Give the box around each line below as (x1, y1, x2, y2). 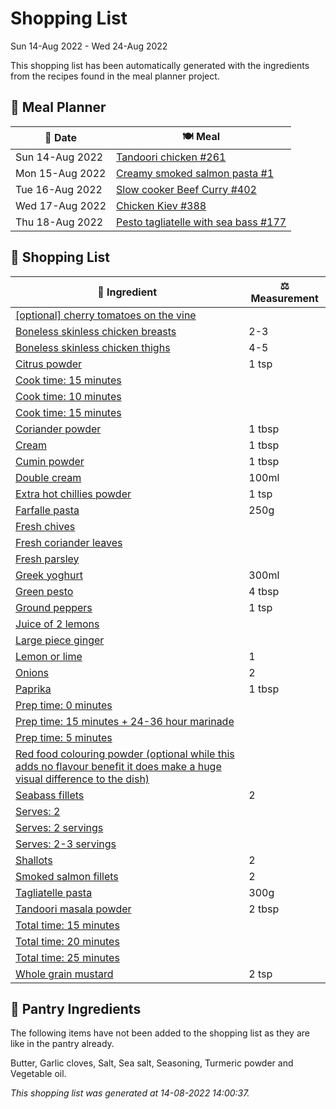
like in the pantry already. (10, 1038, 115, 1050)
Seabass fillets (15, 788, 85, 802)
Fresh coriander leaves (15, 535, 123, 549)
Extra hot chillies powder (15, 487, 132, 501)
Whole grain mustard (15, 967, 114, 981)
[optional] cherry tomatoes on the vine (15, 308, 197, 322)
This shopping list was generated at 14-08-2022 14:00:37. (10, 1087, 250, 1099)
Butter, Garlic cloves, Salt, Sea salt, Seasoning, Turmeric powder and (10, 1057, 294, 1069)
